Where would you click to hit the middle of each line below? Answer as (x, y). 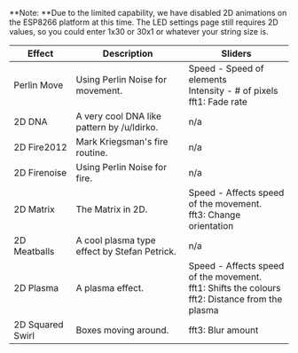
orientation (211, 226)
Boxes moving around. (122, 330)
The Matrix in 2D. (112, 209)
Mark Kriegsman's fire (122, 141)
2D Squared (39, 325)
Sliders (236, 54)
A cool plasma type (116, 240)
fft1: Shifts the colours (235, 288)
